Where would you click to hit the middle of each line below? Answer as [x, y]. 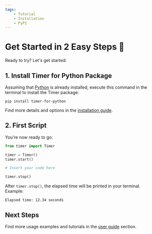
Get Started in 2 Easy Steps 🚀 [65, 47]
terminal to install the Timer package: [42, 92]
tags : [10, 9]
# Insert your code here [30, 168]
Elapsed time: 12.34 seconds [34, 200]
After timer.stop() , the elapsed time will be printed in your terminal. [73, 186]
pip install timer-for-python [36, 101]
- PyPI [20, 23]
